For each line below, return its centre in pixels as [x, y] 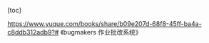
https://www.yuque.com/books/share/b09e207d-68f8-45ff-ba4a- [104, 24]
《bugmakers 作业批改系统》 [101, 32]
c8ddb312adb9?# [33, 32]
